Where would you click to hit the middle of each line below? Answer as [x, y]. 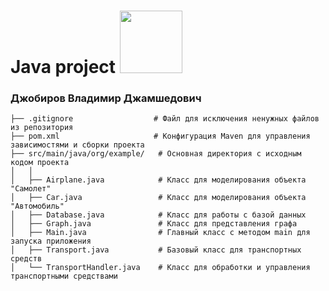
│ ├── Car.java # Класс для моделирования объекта [158, 198]
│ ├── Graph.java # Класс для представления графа [154, 224]
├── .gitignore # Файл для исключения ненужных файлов [165, 119]
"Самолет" [31, 189]
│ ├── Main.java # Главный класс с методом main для [160, 233]
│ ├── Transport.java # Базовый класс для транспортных [156, 250]
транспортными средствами [64, 276]
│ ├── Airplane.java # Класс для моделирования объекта [158, 180]
